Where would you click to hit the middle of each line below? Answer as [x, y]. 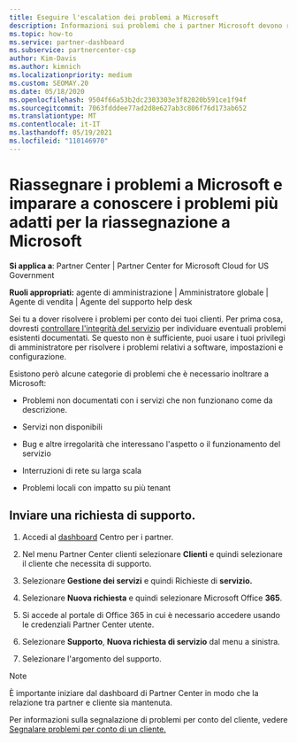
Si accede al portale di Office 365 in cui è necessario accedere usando [151, 615]
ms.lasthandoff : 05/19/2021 [61, 133]
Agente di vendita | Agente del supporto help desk [101, 301]
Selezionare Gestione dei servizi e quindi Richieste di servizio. [137, 580]
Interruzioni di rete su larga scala [82, 470]
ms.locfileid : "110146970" [59, 141]
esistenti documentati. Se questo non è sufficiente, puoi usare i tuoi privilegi [147, 337]
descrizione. [45, 409]
